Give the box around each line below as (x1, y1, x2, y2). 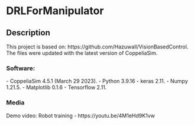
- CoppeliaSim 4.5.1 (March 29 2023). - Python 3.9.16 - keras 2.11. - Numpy (6, 78, 188, 85)
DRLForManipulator (6, 4, 104, 18)
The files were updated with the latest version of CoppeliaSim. (6, 50, 158, 57)
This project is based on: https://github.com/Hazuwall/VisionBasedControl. (6, 43, 189, 50)
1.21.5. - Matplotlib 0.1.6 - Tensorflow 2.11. (6, 84, 107, 91)
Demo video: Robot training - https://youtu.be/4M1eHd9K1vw (6, 112, 156, 119)
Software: (6, 64, 35, 72)
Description (6, 28, 50, 38)
